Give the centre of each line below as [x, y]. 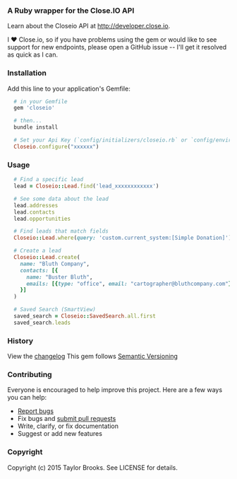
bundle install [36, 127]
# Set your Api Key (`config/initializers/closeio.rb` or [101, 140]
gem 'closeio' [34, 108]
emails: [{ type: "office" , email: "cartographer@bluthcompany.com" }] [130, 284]
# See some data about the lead [61, 199]
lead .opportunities [42, 219]
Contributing [30, 374]
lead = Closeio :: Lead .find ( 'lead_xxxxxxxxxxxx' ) [86, 186]
